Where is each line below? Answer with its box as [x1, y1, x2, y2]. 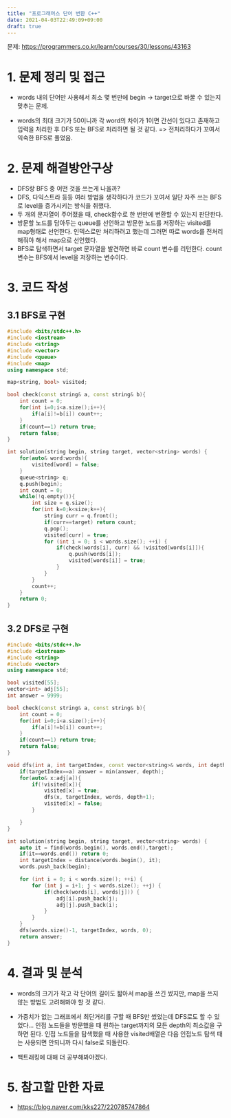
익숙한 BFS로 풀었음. [16, 133, 74, 142]
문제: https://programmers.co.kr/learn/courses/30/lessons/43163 [7, 43, 191, 51]
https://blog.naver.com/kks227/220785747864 [16, 1102, 150, 1111]
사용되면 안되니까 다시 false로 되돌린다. [24, 1038, 131, 1046]
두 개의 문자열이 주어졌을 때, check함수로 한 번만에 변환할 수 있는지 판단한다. [16, 211, 223, 219]
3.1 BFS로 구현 [7, 309, 66, 321]
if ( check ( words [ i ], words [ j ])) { [43, 888, 140, 895]
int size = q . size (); [32, 499, 94, 506]
